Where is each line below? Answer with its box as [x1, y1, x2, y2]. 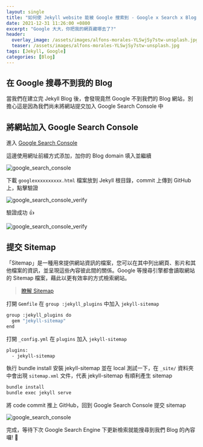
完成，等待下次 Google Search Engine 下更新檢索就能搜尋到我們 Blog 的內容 [6, 426, 196, 434]
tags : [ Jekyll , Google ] [6, 48, 66, 55]
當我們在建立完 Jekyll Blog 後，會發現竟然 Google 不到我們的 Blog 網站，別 [6, 95, 193, 102]
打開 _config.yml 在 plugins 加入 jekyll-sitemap [6, 335, 127, 342]
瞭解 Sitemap [21, 287, 54, 294]
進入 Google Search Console [6, 139, 77, 147]
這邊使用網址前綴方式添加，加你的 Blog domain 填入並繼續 [6, 152, 152, 159]
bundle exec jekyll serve [6, 390, 71, 396]
